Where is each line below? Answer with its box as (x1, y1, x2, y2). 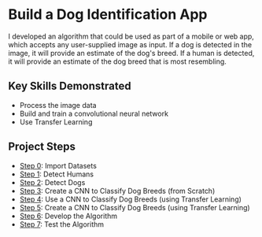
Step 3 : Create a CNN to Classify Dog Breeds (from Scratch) (19, 186, 216, 195)
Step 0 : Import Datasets (19, 161, 97, 170)
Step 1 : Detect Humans (19, 169, 94, 179)
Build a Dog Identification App (8, 6, 208, 24)
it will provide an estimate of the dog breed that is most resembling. (8, 57, 227, 66)
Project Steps (8, 140, 76, 154)
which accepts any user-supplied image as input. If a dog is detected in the (8, 39, 253, 49)
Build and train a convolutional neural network (19, 109, 169, 118)
